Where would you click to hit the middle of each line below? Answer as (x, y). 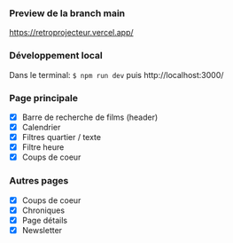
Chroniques (43, 210)
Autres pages (39, 181)
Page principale (43, 98)
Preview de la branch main (67, 13)
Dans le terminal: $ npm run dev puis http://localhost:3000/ (116, 74)
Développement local (56, 56)
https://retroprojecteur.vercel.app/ (72, 33)
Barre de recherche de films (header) (90, 117)
